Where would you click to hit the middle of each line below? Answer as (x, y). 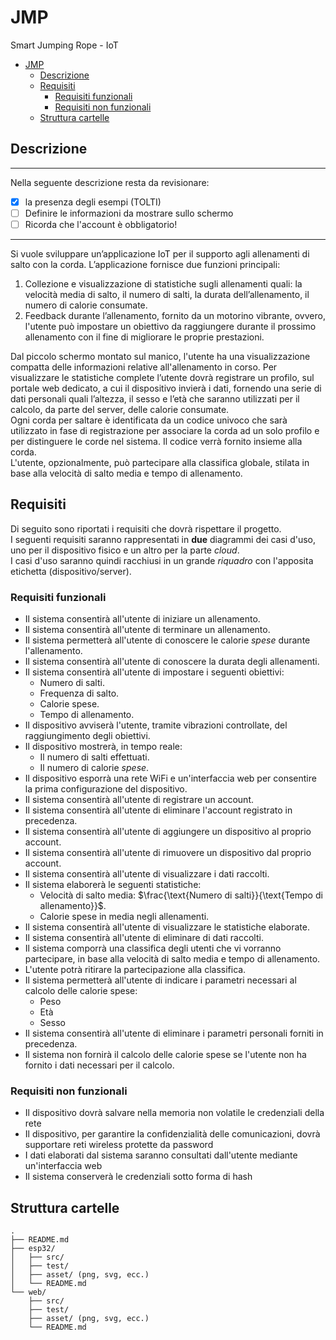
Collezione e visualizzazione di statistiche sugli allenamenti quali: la (163, 283)
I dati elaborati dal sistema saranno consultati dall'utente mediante (161, 1155)
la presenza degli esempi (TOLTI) (93, 202)
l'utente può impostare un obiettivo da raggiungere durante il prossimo (170, 326)
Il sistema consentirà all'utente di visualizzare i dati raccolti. (147, 874)
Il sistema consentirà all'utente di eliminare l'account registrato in (158, 810)
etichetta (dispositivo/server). (71, 571)
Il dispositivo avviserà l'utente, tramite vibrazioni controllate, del (156, 725)
